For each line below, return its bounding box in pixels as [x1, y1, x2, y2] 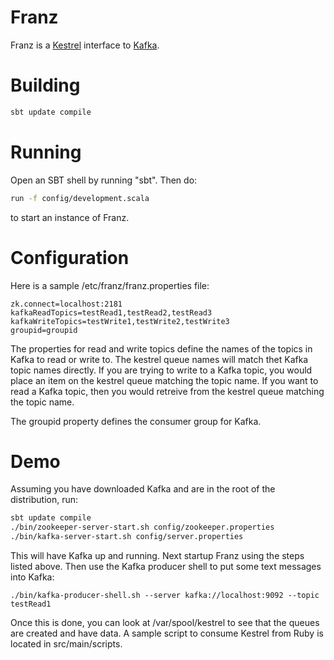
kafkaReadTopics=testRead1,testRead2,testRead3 [10, 307, 213, 318]
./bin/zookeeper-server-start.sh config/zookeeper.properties [10, 522, 275, 533]
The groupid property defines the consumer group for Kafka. [10, 415, 262, 427]
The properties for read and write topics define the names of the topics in [10, 342, 313, 355]
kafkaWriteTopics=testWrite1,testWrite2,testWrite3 [10, 316, 230, 326]
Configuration [10, 246, 130, 269]
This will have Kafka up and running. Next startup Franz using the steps [10, 550, 305, 562]
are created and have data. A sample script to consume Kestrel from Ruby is [10, 627, 324, 640]
